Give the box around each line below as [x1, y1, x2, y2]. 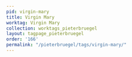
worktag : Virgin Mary [6, 20, 60, 26]
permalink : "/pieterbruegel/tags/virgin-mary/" [6, 42, 127, 48]
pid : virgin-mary [6, 8, 50, 15]
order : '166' [6, 36, 39, 42]
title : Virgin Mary [6, 14, 55, 20]
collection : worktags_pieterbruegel [6, 25, 97, 31]
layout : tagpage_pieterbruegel [6, 31, 84, 37]
